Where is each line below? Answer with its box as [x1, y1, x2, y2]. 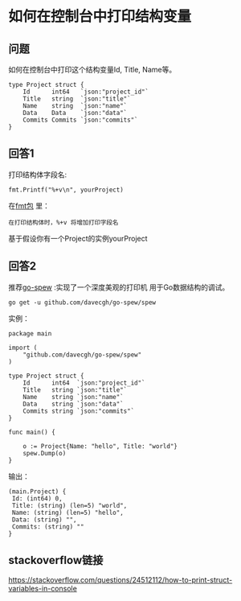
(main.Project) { [8, 488, 67, 496]
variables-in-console [8, 584, 78, 594]
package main [8, 329, 52, 338]
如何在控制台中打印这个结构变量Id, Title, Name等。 [8, 65, 177, 74]
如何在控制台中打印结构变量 [8, 7, 192, 26]
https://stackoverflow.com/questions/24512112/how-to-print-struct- [8, 575, 233, 585]
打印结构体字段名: [8, 170, 67, 179]
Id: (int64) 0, [11, 494, 63, 503]
